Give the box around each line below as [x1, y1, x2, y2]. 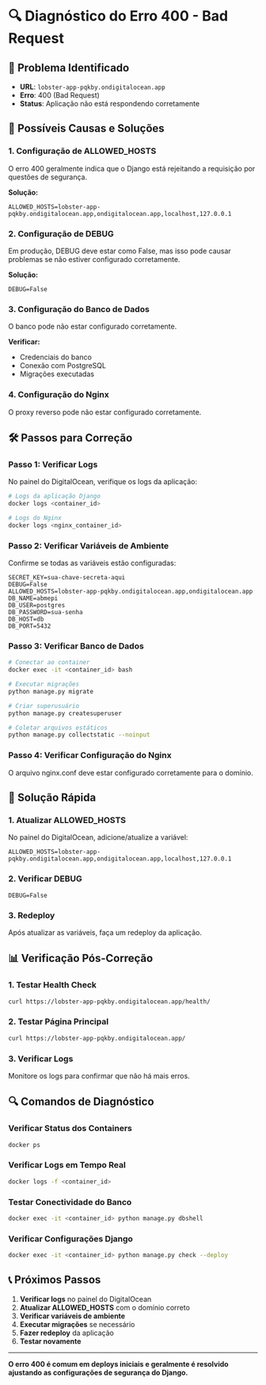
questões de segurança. [8, 172, 88, 182]
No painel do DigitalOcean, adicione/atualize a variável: [8, 833, 188, 842]
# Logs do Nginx [8, 514, 62, 522]
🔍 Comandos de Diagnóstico [8, 1095, 154, 1109]
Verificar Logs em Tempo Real [8, 1160, 127, 1171]
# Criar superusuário [8, 702, 80, 710]
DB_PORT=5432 [8, 622, 51, 630]
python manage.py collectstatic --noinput [8, 731, 150, 739]
